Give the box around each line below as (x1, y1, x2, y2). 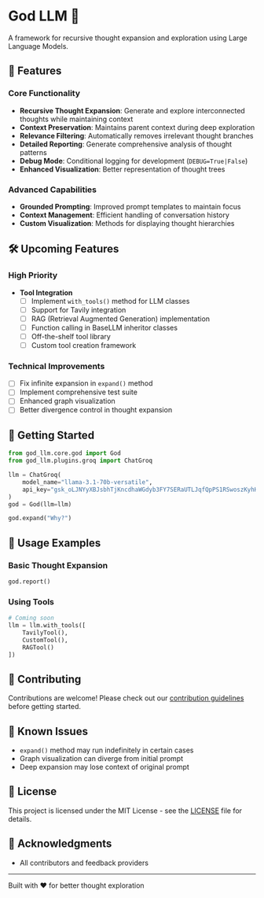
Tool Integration (19, 287, 73, 297)
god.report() (8, 578, 51, 586)
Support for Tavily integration (31, 305, 126, 314)
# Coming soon (8, 614, 55, 623)
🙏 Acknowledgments (8, 837, 112, 851)
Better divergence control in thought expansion (19, 405, 173, 415)
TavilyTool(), (22, 629, 68, 637)
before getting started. (8, 702, 81, 711)
